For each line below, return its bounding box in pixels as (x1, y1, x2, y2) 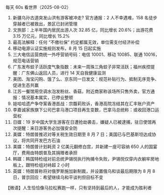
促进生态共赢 (12, 83, 39, 88)
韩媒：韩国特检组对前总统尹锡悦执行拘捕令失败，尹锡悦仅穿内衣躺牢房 (12, 156, 155, 162)
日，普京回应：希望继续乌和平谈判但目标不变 (12, 174, 104, 180)
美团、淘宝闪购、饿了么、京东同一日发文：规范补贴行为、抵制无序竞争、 (12, 76, 159, 82)
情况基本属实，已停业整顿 (21, 95, 73, 100)
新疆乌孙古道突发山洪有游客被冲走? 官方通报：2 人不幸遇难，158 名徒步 (12, 15, 158, 21)
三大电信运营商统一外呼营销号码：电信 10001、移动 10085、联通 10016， (12, 52, 160, 57)
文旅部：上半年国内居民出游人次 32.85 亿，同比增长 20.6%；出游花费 (12, 27, 154, 33)
